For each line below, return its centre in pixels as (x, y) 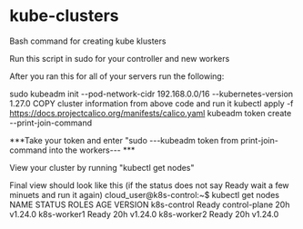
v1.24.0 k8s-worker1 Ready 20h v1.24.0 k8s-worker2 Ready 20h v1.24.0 (144, 214)
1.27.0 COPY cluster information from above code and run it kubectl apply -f (151, 103)
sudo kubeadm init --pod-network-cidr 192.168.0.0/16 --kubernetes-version (151, 94)
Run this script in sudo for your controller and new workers (120, 58)
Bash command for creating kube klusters (88, 41)
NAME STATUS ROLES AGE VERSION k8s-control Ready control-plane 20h (150, 204)
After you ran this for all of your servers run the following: (117, 76)
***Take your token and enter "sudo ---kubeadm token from (124, 140)
